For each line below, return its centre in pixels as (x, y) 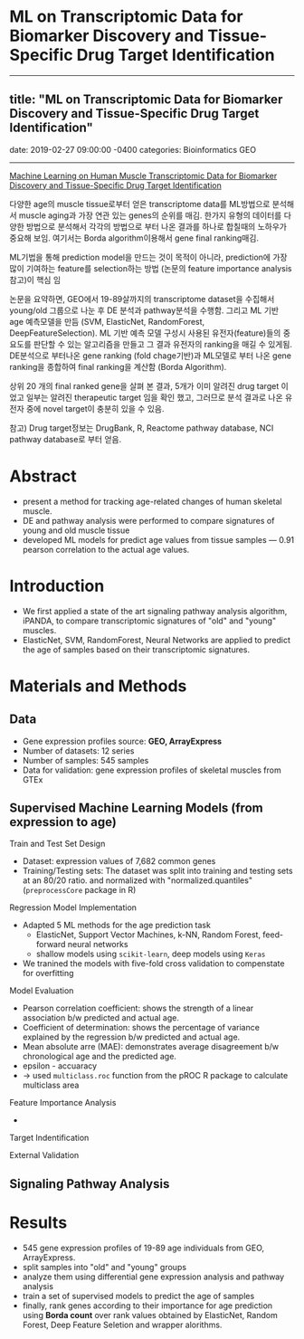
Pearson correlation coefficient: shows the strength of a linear (138, 1008)
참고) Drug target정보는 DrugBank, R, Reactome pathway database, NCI (142, 428)
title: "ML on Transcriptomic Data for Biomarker (146, 100)
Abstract (43, 476)
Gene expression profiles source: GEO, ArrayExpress (122, 741)
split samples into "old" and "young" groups (104, 1267)
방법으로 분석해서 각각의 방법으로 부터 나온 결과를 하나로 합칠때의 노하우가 (157, 226)
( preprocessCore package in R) (79, 890)
